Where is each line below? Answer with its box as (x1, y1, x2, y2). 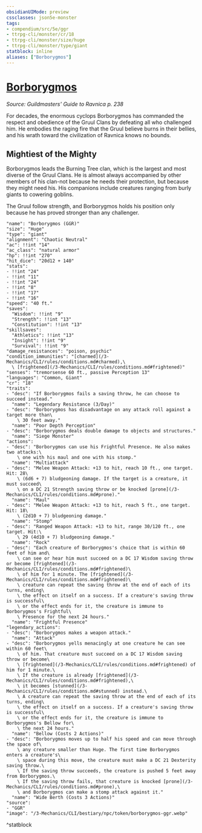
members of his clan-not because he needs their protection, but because (6, 178, 189, 185)
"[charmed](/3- (71, 353, 110, 360)
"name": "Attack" (11, 635, 56, 641)
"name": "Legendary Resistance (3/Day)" (11, 401, 115, 407)
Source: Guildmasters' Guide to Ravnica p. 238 (6, 100, 124, 107)
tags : (6, 20, 20, 26)
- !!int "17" (6, 290, 39, 296)
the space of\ (6, 741, 42, 747)
